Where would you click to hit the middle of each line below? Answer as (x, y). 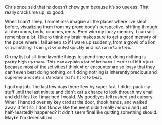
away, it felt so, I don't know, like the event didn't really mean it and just (76, 107)
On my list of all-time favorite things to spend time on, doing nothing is (75, 57)
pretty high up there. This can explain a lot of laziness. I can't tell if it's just (79, 62)
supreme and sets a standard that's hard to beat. (54, 77)
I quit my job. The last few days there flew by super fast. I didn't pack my (78, 86)
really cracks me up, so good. (35, 12)
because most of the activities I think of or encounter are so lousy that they (80, 67)
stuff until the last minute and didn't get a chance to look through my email (79, 92)
